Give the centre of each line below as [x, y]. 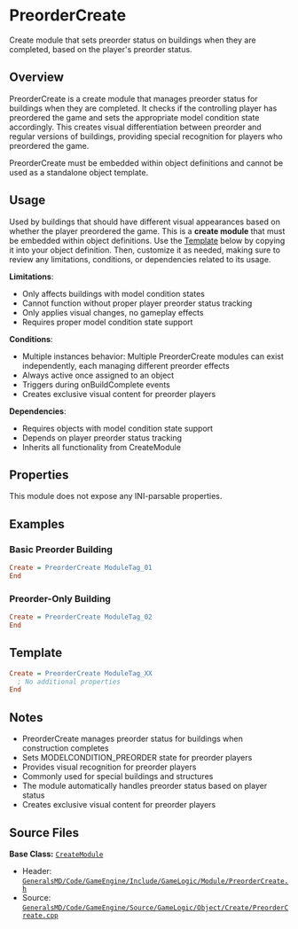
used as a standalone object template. [79, 172]
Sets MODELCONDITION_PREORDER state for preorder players [137, 758]
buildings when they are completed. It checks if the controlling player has [143, 108]
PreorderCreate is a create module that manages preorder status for [134, 98]
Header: [37, 870]
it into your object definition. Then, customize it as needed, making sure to [145, 250]
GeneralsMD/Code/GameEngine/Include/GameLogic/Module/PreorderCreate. [155, 881]
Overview [37, 78]
